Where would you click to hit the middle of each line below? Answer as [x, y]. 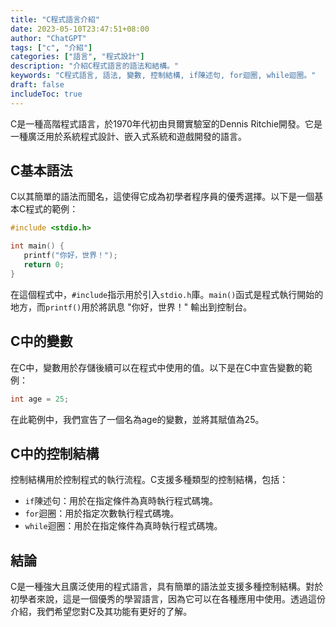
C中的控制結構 [55, 453]
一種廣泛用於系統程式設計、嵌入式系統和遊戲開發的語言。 [128, 136]
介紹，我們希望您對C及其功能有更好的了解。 [101, 612]
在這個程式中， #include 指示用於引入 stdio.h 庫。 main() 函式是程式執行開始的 [167, 294]
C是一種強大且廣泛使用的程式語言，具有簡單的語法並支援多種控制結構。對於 [167, 587]
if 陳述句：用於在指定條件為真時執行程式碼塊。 [121, 501]
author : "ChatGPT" [48, 38]
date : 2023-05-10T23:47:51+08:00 [80, 29]
